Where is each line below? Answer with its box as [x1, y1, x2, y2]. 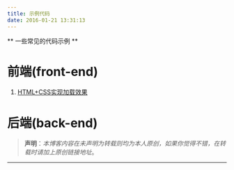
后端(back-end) [7, 115, 98, 131]
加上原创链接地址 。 [42, 148, 98, 157]
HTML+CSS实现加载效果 [17, 88, 88, 96]
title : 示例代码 [7, 10, 50, 17]
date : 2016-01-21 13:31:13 [7, 17, 86, 24]
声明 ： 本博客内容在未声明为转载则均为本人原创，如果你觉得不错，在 [24, 139, 220, 148]
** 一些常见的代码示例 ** [7, 36, 78, 45]
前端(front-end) [7, 63, 99, 79]
